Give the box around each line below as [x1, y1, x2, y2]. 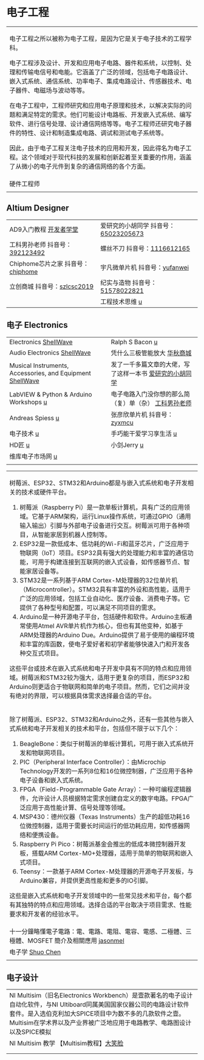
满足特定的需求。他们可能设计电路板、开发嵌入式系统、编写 [21, 110, 192, 119]
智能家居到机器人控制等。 [38, 530, 111, 539]
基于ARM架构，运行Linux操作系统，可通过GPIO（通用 [38, 512, 191, 521]
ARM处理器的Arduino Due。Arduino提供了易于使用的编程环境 [19, 631, 195, 639]
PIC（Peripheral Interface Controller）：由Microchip [19, 758, 166, 766]
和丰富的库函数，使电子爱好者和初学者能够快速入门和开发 [19, 640, 184, 648]
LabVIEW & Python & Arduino [9, 390, 92, 398]
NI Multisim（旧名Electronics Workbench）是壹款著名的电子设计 [9, 991, 193, 1000]
